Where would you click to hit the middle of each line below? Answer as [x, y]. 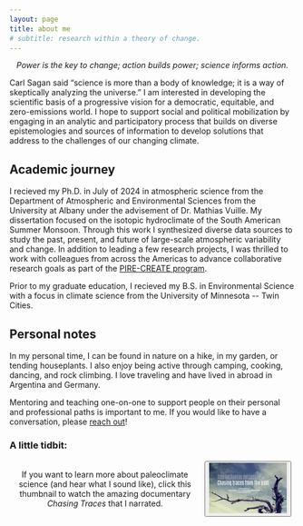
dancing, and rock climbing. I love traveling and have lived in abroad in [141, 375]
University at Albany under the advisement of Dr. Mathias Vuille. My [136, 211]
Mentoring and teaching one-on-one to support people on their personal [145, 402]
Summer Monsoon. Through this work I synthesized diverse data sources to [151, 230]
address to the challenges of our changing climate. [104, 141]
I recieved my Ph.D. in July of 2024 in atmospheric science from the [137, 192]
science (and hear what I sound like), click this [105, 484]
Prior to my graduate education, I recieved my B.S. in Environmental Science [152, 286]
